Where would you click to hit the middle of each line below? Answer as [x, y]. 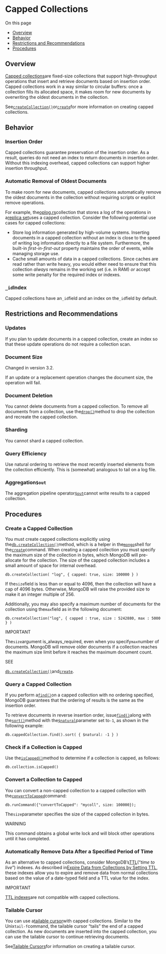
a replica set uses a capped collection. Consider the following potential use [81, 218]
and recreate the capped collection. [42, 417]
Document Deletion [29, 395]
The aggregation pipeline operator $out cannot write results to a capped [78, 493]
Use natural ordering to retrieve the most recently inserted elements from [80, 464]
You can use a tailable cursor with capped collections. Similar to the [73, 921]
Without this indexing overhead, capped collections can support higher [78, 163]
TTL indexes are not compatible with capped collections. [62, 897]
